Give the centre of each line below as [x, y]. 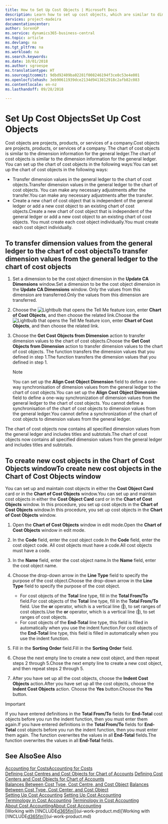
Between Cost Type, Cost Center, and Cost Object [57, 789]
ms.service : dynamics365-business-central [50, 33]
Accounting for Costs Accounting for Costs [49, 768]
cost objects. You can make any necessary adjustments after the [79, 190]
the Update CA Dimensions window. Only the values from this [76, 290]
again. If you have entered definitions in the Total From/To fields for [74, 725]
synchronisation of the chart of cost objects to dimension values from [84, 408]
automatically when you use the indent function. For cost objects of [89, 628]
